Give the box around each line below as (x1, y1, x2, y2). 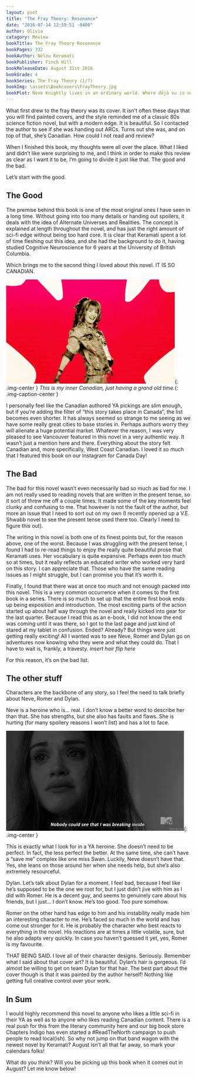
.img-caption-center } (6, 390, 59, 397)
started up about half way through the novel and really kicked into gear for (6, 607, 186, 614)
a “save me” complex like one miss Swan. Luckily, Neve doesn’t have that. (6, 856, 185, 863)
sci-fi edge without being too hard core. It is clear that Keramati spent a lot (6, 231, 186, 238)
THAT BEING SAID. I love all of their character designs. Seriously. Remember (6, 952, 191, 959)
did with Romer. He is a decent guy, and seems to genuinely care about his (6, 892, 186, 899)
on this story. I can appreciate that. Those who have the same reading (6, 565, 175, 572)
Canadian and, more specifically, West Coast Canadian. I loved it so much (6, 445, 184, 453)
